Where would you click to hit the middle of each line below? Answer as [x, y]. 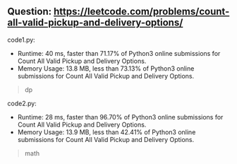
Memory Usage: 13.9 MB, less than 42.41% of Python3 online [107, 132]
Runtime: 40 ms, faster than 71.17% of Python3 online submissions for [119, 53]
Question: [30, 12]
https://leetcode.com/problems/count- [141, 12]
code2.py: [22, 103]
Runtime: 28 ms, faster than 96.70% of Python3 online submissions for [120, 117]
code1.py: [21, 40]
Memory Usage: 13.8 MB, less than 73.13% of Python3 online [106, 68]
